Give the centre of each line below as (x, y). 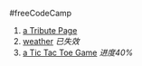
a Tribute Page (50, 30)
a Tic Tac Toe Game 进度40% (78, 52)
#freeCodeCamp (41, 13)
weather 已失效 (51, 41)
